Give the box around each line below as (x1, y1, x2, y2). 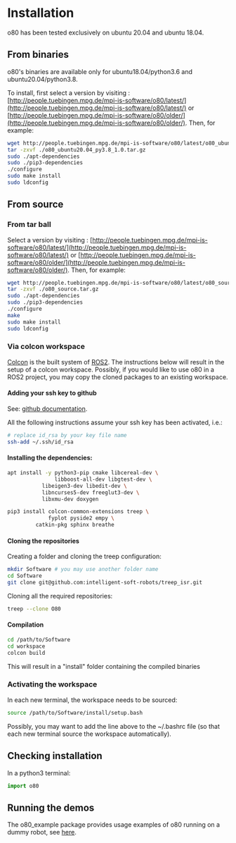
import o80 (7, 782, 39, 789)
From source (7, 199, 64, 211)
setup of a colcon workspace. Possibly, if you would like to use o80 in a (7, 365, 214, 374)
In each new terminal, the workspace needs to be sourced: (7, 696, 178, 704)
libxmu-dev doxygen (41, 496, 99, 503)
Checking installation (7, 750, 103, 762)
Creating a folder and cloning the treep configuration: (7, 552, 162, 561)
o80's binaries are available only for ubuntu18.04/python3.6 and (7, 67, 193, 75)
